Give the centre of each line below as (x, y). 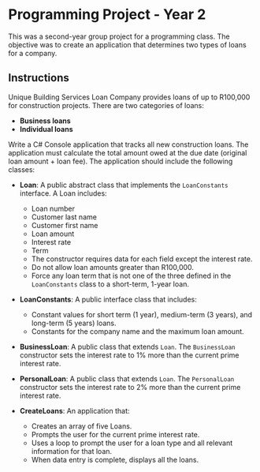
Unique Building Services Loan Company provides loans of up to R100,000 (129, 97)
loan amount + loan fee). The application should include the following (121, 161)
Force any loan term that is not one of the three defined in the (131, 275)
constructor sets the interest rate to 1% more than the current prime (129, 355)
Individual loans (46, 129)
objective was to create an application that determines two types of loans (127, 44)
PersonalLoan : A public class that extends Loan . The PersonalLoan (127, 378)
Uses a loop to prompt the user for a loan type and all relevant (132, 443)
